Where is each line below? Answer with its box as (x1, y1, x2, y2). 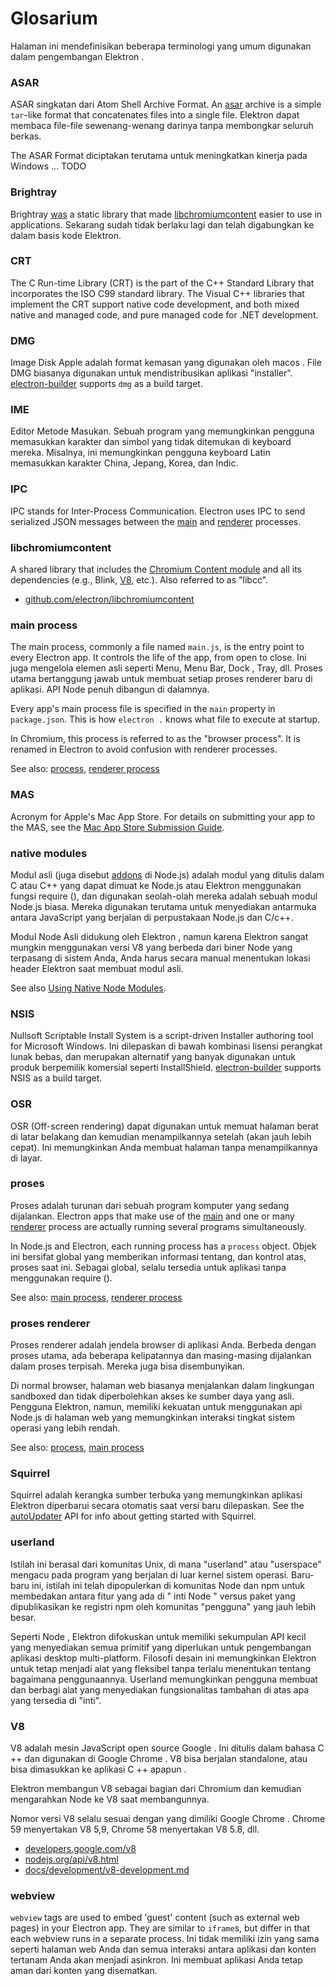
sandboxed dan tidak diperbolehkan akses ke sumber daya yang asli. (10, 1390, 295, 1402)
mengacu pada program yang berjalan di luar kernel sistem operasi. (10, 1568, 290, 1581)
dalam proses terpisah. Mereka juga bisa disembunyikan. (10, 1360, 245, 1372)
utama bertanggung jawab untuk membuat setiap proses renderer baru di (10, 673, 313, 685)
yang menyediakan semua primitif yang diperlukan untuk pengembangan (10, 1641, 312, 1653)
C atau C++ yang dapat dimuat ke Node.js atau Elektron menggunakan (10, 879, 302, 891)
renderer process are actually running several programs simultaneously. (10, 1220, 307, 1232)
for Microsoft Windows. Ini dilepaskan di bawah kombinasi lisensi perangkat (10, 1040, 323, 1052)
